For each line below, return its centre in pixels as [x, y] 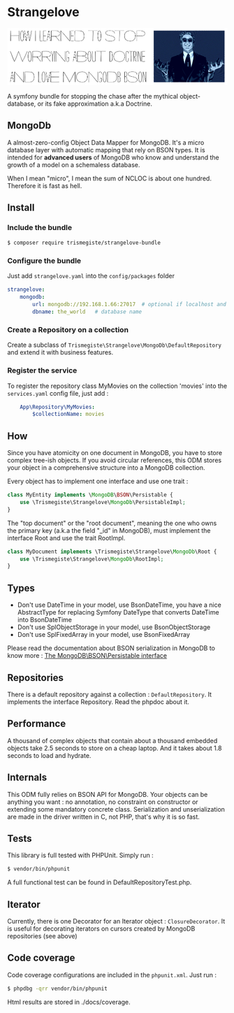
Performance [37, 724]
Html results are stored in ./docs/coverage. [69, 1002]
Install [21, 207]
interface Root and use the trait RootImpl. [66, 538]
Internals [27, 778]
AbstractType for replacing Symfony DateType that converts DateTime [118, 612]
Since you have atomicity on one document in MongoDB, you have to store [115, 453]
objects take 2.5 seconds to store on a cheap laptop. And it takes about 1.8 [115, 748]
